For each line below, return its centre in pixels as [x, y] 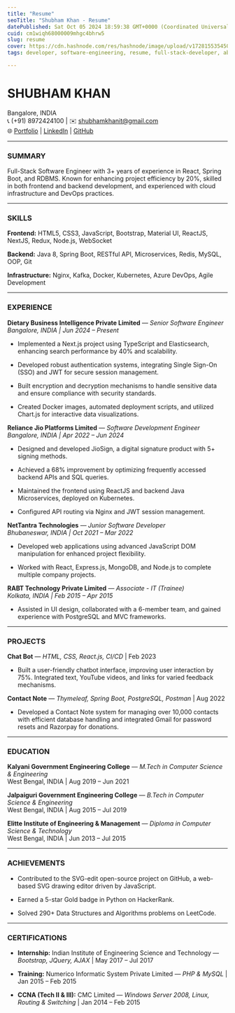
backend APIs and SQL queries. [63, 477]
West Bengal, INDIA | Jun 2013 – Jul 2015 [66, 838]
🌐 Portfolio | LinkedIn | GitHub [50, 131]
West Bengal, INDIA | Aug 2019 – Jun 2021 [68, 781]
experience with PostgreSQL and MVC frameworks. [92, 616]
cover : [17, 46]
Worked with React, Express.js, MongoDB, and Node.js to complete [114, 567]
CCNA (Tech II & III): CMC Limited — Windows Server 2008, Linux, [113, 995]
